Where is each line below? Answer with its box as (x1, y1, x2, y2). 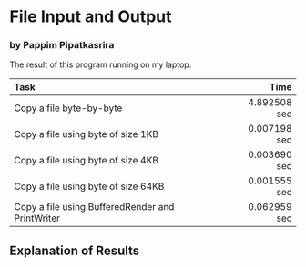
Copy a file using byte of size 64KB (14, 180, 165, 193)
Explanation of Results (9, 242, 140, 258)
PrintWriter (14, 212, 61, 224)
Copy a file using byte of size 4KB (14, 154, 159, 167)
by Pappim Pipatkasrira (9, 39, 115, 52)
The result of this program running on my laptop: (9, 59, 192, 70)
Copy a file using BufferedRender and (14, 201, 175, 213)
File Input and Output (9, 6, 172, 27)
